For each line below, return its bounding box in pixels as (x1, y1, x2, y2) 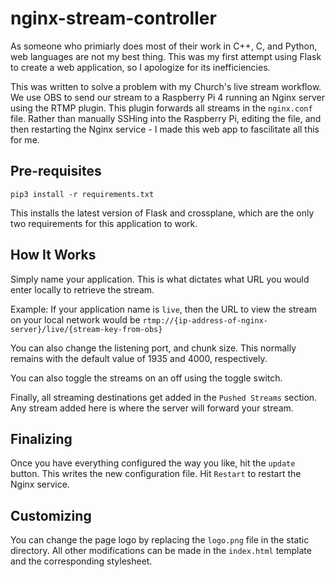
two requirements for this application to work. (10, 217, 198, 229)
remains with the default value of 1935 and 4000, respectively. (10, 352, 268, 364)
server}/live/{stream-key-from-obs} (10, 324, 163, 334)
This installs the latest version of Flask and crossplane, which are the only (10, 207, 315, 219)
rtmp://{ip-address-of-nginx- (142, 315, 269, 326)
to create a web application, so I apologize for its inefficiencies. (10, 61, 271, 73)
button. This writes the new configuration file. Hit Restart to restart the (10, 468, 302, 480)
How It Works (10, 247, 97, 264)
